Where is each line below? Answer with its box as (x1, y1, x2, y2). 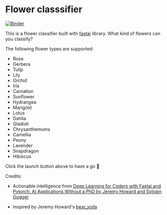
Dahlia (12, 115, 27, 121)
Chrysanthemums (12, 126, 51, 132)
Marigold (12, 104, 32, 110)
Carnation (12, 88, 34, 94)
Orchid (12, 77, 27, 83)
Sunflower (12, 93, 35, 100)
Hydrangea (12, 99, 37, 105)
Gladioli (12, 121, 29, 127)
